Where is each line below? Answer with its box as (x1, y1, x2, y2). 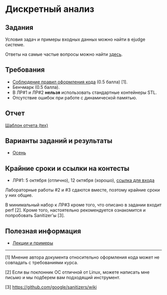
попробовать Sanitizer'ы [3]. (5, 213, 65, 219)
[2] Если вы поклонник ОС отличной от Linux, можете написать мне (5, 269, 150, 275)
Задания (5, 23, 34, 32)
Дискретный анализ (5, 3, 94, 15)
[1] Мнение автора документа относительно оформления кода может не (5, 254, 160, 260)
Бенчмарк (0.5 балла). (12, 84, 60, 90)
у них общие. (5, 192, 33, 198)
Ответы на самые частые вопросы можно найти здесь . (5, 51, 123, 57)
